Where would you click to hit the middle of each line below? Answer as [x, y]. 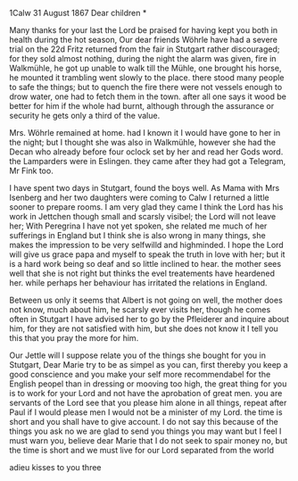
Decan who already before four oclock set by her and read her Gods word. [146, 152]
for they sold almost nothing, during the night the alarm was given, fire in [143, 58]
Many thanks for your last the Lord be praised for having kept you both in [144, 30]
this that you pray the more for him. [74, 338]
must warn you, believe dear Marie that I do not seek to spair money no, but [149, 440]
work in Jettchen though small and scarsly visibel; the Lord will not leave [143, 216]
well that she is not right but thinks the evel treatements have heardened [142, 273]
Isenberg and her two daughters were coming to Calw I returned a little [139, 197]
